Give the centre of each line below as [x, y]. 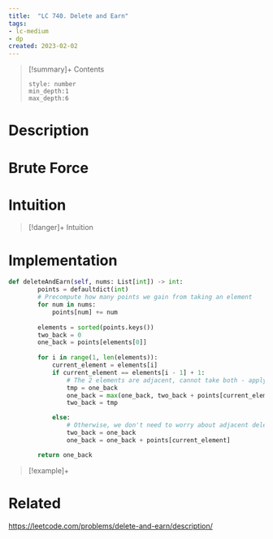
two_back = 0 [60, 335]
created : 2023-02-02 [43, 46]
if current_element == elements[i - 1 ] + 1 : [128, 372]
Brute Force [49, 168]
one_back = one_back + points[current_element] [148, 440]
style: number [52, 85]
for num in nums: [67, 305]
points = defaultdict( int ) [83, 289]
